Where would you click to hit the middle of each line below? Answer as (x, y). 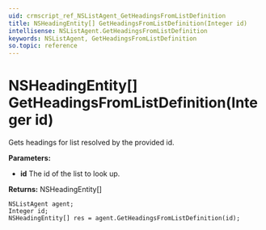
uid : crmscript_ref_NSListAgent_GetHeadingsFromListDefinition (117, 16)
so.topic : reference (43, 46)
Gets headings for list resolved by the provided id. (92, 143)
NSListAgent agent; (41, 204)
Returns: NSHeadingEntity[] (55, 190)
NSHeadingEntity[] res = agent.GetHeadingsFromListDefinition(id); (125, 219)
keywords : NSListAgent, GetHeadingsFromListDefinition (103, 38)
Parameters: (30, 158)
